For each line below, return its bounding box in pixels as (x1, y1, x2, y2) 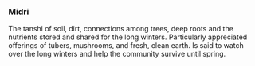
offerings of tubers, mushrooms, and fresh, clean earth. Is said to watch (8, 41, 245, 50)
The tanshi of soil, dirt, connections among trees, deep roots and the (8, 24, 233, 34)
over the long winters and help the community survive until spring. (8, 49, 226, 59)
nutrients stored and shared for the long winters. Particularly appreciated (8, 32, 248, 42)
